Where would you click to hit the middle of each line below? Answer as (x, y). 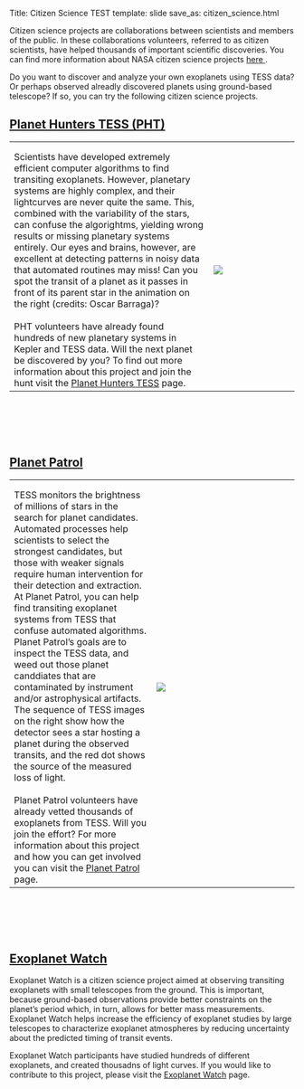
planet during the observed (71, 743)
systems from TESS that (65, 619)
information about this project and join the (103, 372)
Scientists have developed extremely (92, 156)
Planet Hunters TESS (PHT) (87, 124)
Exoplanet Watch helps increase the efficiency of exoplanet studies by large (151, 1019)
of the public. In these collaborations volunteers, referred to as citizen (139, 40)
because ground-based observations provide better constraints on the (141, 999)
